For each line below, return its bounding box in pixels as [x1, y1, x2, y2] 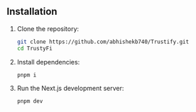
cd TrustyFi [16, 45, 53, 52]
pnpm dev [16, 98, 43, 105]
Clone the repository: [16, 24, 80, 33]
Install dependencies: [16, 57, 80, 66]
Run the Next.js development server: [16, 84, 124, 93]
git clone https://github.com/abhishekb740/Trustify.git [16, 38, 190, 45]
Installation [6, 6, 58, 18]
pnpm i [16, 71, 37, 79]
